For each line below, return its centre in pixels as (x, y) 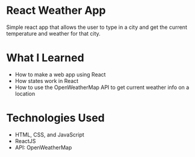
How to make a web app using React (60, 74)
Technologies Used (56, 118)
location (25, 93)
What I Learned (45, 58)
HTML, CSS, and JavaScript (49, 134)
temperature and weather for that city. (54, 33)
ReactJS (25, 141)
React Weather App (56, 11)
